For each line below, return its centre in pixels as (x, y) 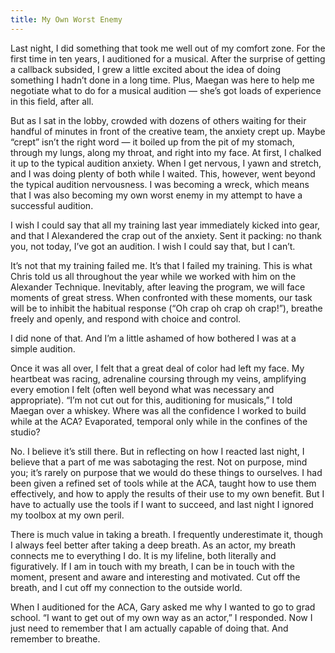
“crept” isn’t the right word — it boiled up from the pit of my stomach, (152, 142)
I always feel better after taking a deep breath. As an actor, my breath (153, 545)
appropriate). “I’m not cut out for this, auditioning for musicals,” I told (151, 400)
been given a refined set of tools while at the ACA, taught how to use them (163, 483)
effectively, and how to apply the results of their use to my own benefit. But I (167, 493)
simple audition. (43, 348)
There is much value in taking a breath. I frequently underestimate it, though (166, 534)
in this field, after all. (52, 101)
